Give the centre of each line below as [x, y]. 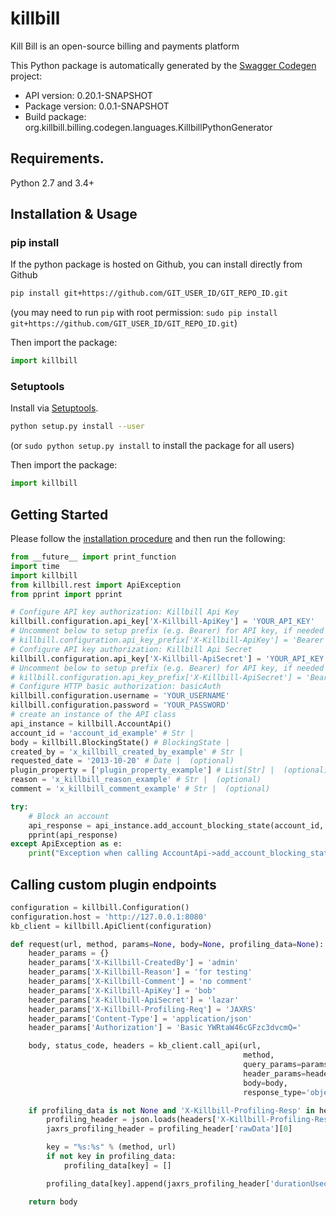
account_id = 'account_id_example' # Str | [102, 733]
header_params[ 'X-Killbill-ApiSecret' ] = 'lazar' [134, 1000]
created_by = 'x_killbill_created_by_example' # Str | [127, 752]
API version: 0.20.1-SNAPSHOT [88, 95]
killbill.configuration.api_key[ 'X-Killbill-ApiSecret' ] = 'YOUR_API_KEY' [169, 658]
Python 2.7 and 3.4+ [52, 183]
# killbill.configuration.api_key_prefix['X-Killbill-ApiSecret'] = [156, 677]
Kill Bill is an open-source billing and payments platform [125, 46]
